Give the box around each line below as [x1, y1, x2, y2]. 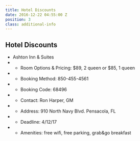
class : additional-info [5, 21, 56, 27]
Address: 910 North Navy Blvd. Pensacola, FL [20, 108, 116, 115]
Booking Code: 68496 [20, 87, 67, 93]
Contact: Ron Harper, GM [20, 97, 74, 103]
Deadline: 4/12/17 [20, 119, 57, 125]
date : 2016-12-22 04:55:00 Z [5, 12, 67, 17]
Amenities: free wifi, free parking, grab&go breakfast [20, 130, 131, 136]
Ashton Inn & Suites [12, 54, 55, 60]
